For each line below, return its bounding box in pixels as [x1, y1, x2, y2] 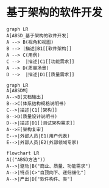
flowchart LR [6, 150, 40, 156]
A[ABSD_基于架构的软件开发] [6, 32, 69, 38]
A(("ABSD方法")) [6, 156, 46, 162]
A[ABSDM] [6, 87, 29, 93]
